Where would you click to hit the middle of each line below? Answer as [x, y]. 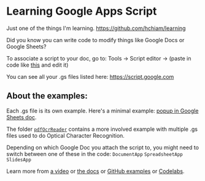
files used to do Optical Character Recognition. [65, 135]
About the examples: [47, 96]
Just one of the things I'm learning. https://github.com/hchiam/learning [96, 28]
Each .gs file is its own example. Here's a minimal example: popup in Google [102, 111]
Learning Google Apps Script [82, 11]
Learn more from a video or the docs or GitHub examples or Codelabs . [95, 171]
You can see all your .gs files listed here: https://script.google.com [90, 76]
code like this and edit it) [37, 65]
